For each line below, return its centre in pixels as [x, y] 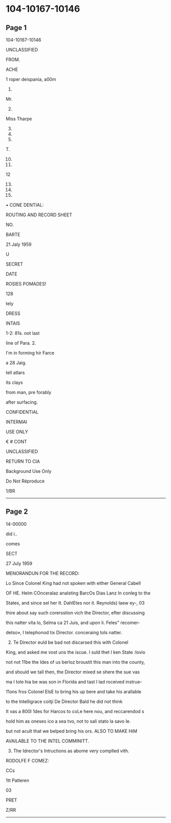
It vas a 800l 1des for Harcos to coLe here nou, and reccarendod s [75, 711]
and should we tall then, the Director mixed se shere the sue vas [73, 672]
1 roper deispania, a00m [31, 79]
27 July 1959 [19, 563]
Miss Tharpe [19, 119]
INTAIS [13, 323]
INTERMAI [16, 422]
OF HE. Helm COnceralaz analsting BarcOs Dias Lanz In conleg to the [78, 593]
